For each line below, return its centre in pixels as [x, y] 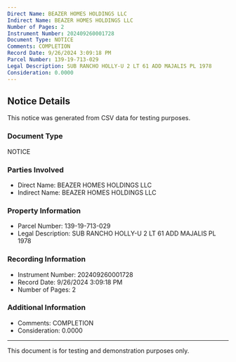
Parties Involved [36, 169]
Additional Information [47, 308]
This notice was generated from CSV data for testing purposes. [99, 118]
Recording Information [47, 259]
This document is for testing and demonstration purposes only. [98, 350]
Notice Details [39, 101]
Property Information [44, 210]
